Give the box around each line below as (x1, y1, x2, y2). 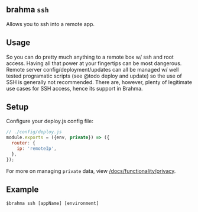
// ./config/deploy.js (6, 129, 62, 135)
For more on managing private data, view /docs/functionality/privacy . (6, 167, 176, 174)
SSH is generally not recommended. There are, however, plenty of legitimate (6, 78, 193, 85)
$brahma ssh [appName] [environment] (6, 200, 99, 206)
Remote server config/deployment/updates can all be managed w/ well (6, 66, 179, 73)
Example (6, 185, 39, 195)
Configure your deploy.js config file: (6, 118, 93, 125)
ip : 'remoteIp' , (17, 146, 57, 152)
